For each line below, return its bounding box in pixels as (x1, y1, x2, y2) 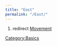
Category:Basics (5, 35, 39, 41)
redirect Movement (12, 25, 52, 31)
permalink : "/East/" (5, 12, 48, 17)
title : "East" (5, 7, 35, 12)
